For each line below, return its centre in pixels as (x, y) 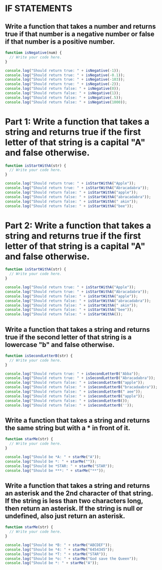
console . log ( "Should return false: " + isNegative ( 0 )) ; (63, 89)
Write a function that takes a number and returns (81, 26)
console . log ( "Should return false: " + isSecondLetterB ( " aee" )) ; (74, 392)
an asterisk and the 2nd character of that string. (79, 493)
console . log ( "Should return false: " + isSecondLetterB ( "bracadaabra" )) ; (81, 387)
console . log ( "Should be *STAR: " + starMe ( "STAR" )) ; (60, 466)
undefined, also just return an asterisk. (65, 516)
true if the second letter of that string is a (68, 337)
